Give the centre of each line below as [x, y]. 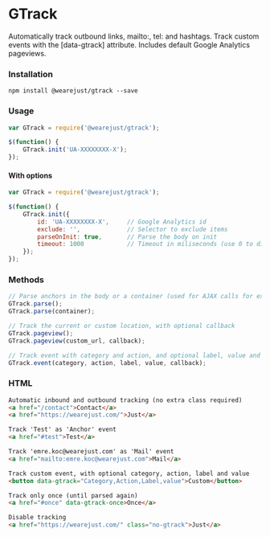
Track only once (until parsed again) [73, 495]
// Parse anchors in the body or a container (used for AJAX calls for [131, 297]
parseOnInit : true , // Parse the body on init [127, 237]
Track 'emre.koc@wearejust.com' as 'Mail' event [91, 452]
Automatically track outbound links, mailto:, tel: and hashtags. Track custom [134, 36]
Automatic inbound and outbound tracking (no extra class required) [125, 400]
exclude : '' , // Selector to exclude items [133, 229]
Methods [26, 280]
